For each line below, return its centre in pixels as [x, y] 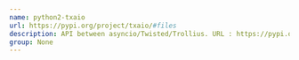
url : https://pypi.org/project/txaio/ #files [93, 26]
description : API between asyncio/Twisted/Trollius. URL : [121, 34]
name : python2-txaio [48, 17]
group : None [31, 42]
